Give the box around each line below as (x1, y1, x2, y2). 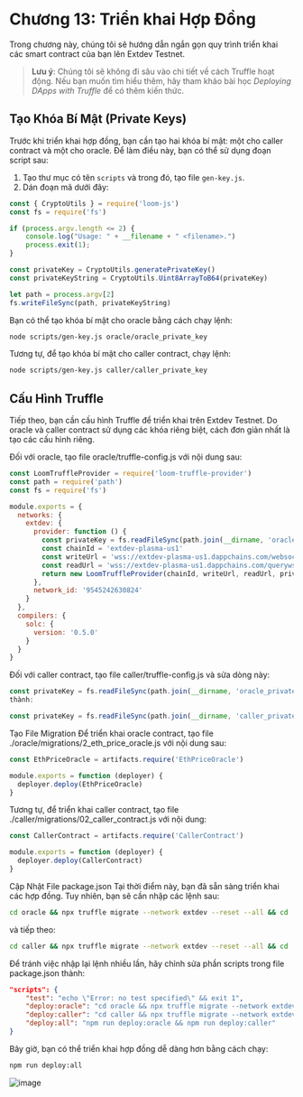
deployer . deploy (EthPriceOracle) (17, 779, 143, 789)
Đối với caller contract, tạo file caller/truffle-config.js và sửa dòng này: (9, 669, 271, 681)
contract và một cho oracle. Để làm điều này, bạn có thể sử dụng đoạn (9, 144, 272, 155)
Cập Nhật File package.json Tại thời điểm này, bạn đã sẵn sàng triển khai (9, 880, 280, 891)
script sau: (9, 154, 49, 165)
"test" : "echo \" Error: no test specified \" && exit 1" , (25, 993, 244, 1002)
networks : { (17, 510, 63, 519)
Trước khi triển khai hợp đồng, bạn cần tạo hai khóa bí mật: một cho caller (9, 135, 284, 146)
